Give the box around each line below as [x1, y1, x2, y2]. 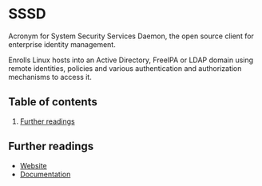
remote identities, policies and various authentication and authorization [8, 63, 242, 73]
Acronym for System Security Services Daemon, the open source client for [8, 31, 254, 41]
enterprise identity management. [8, 39, 116, 49]
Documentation [19, 169, 71, 179]
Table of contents [8, 95, 97, 109]
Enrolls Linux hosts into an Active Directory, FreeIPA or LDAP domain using [8, 55, 254, 65]
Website [19, 160, 48, 170]
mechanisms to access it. [8, 72, 92, 81]
